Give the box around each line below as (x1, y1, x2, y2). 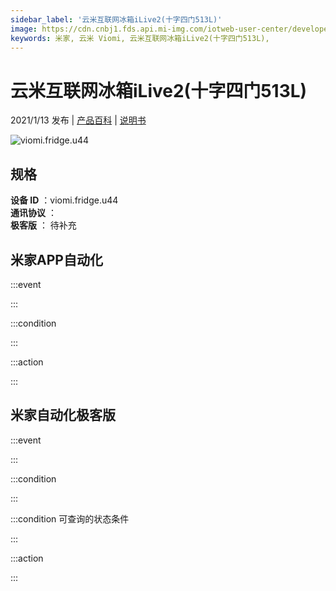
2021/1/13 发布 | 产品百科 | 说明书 (10, 114, 147, 126)
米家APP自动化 (10, 251, 103, 268)
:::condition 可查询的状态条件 (10, 512, 130, 525)
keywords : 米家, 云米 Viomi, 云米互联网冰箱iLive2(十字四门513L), (10, 33, 270, 43)
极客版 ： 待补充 (10, 219, 77, 231)
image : (10, 24, 38, 34)
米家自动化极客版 (10, 407, 116, 424)
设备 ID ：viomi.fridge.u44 (10, 194, 119, 206)
